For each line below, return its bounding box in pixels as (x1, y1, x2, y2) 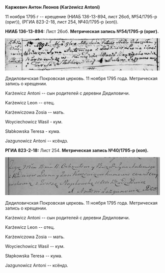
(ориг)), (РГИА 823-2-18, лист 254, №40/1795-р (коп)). (5, 19, 119, 25)
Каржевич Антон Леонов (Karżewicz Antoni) (5, 4, 100, 10)
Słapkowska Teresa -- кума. (5, 253, 63, 259)
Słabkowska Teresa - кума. (5, 128, 60, 134)
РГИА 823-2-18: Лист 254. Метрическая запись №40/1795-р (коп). (5, 147, 149, 153)
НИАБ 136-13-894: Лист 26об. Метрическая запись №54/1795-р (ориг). (5, 29, 159, 34)
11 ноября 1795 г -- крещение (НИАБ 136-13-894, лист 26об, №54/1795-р (5, 14, 157, 19)
